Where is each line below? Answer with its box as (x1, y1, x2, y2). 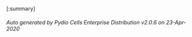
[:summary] (6, 5, 35, 12)
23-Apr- (166, 18, 187, 26)
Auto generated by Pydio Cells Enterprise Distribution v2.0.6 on (6, 18, 165, 26)
